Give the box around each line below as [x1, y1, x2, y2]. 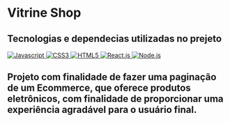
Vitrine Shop [7, 5, 82, 21]
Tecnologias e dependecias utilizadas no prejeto [7, 33, 222, 45]
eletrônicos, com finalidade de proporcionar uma [7, 93, 224, 105]
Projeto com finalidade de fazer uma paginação [7, 71, 217, 83]
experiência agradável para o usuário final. [7, 104, 197, 116]
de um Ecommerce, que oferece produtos [7, 82, 192, 94]
